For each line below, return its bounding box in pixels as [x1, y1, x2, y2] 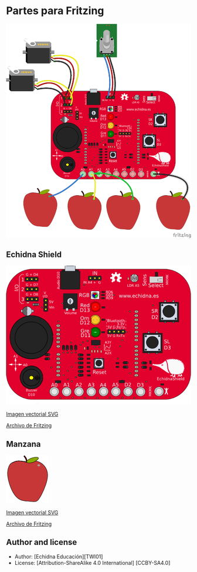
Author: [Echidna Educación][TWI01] [14, 553, 103, 560]
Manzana [6, 439, 41, 449]
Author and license [6, 537, 77, 547]
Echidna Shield [6, 250, 62, 260]
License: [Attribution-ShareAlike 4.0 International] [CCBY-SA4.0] [14, 559, 171, 566]
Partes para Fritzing [6, 4, 104, 18]
